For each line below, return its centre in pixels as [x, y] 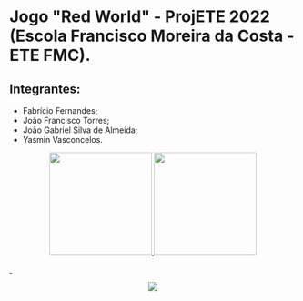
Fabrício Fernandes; [60, 110]
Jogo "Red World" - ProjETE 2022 [140, 17]
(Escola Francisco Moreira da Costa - [152, 36]
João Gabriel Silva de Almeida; [80, 130]
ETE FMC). [50, 55]
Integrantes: [45, 89]
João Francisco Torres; [66, 120]
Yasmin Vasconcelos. [62, 140]
